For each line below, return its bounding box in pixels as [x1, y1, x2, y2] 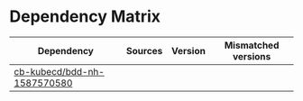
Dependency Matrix [9, 6, 161, 27]
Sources [125, 44, 163, 57]
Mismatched [224, 39, 280, 51]
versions [233, 50, 271, 62]
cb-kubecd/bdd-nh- [14, 65, 106, 78]
